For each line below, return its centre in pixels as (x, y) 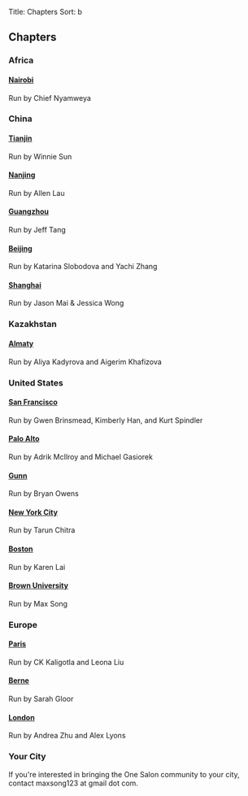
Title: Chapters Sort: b (46, 12)
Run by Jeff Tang (37, 230)
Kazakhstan (33, 324)
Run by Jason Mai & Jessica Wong (66, 303)
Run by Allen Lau (37, 193)
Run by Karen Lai (37, 567)
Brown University (39, 585)
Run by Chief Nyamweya (50, 98)
